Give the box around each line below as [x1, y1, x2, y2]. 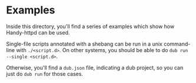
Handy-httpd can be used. [6, 29, 70, 36]
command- [164, 40, 191, 47]
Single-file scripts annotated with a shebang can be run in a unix [6, 40, 163, 47]
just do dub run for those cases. [6, 70, 84, 77]
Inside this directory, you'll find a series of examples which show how [6, 23, 175, 30]
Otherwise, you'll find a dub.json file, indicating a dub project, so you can [6, 64, 184, 71]
